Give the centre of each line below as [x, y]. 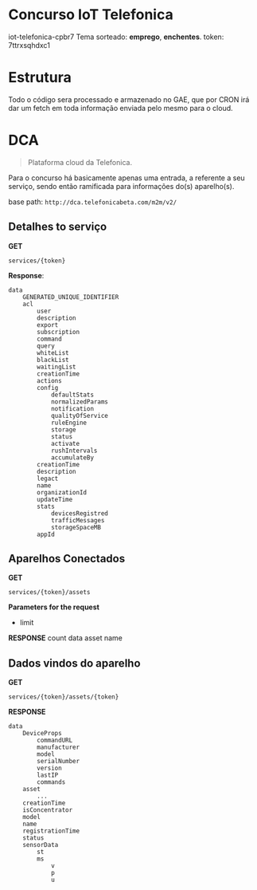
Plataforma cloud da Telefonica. [80, 162]
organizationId [62, 492]
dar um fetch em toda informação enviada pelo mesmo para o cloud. [121, 108]
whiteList [53, 352]
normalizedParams [80, 402]
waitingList [57, 367]
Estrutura [40, 78]
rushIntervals [74, 451]
